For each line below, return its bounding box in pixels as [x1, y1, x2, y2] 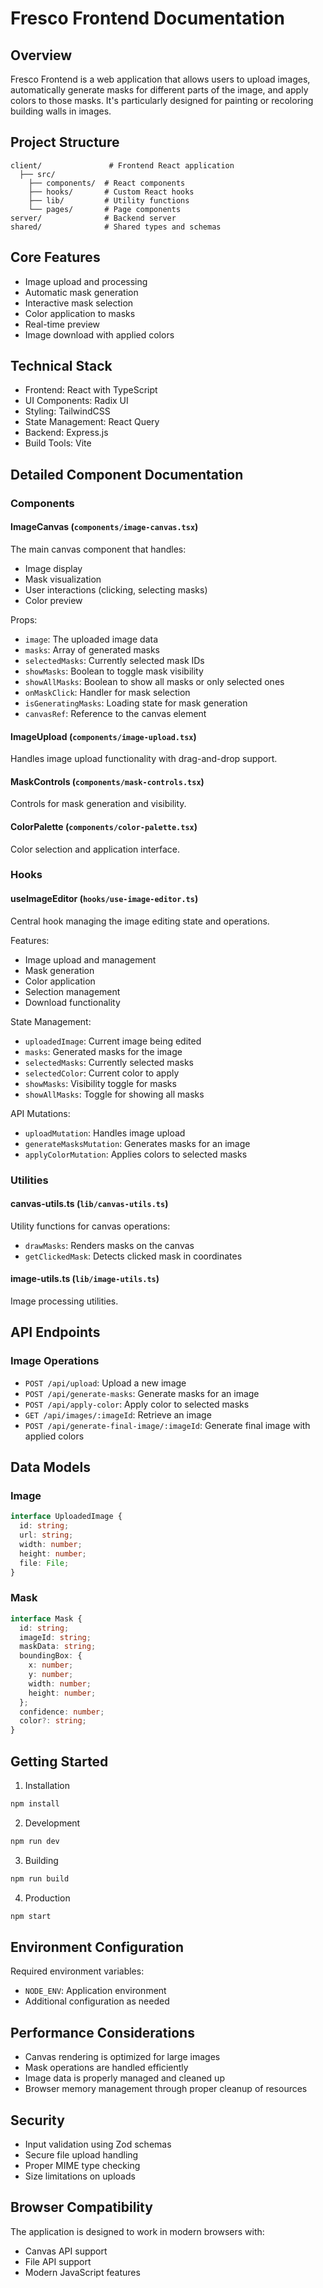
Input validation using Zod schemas [24, 2138, 172, 2150]
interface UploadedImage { [10, 1512, 123, 1522]
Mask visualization [24, 573, 102, 585]
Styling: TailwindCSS [24, 405, 111, 417]
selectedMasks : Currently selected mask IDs [24, 654, 205, 666]
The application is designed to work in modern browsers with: [10, 2225, 265, 2237]
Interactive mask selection [24, 297, 134, 309]
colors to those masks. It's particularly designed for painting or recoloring [10, 95, 314, 106]
